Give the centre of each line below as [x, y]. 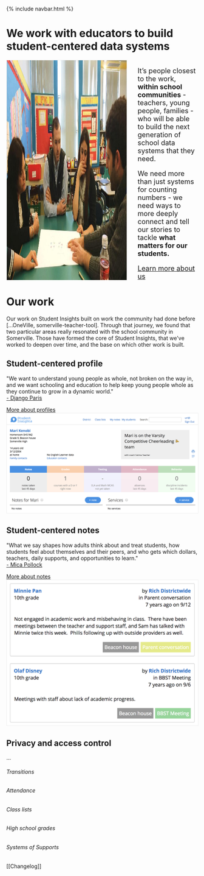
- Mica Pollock [24, 564]
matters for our [163, 245]
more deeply [158, 214]
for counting [157, 189]
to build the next [164, 126]
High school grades [31, 828]
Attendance [21, 791]
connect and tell [163, 221]
